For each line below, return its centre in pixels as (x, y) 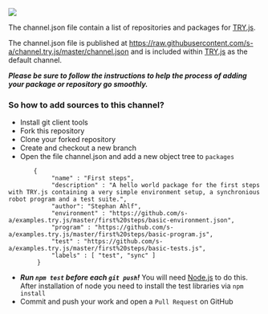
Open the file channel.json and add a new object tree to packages (127, 157)
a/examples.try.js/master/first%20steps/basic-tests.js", (107, 249)
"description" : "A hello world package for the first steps (156, 186)
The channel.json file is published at (68, 43)
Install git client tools (54, 122)
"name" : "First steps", (93, 178)
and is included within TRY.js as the (189, 51)
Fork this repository (52, 131)
